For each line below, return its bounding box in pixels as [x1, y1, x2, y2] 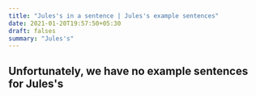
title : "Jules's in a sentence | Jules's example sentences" [8, 11, 220, 20]
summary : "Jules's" [8, 34, 75, 43]
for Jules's [8, 77, 64, 90]
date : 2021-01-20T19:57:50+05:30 [8, 19, 122, 27]
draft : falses [8, 27, 57, 35]
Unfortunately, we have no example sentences [8, 64, 249, 77]
